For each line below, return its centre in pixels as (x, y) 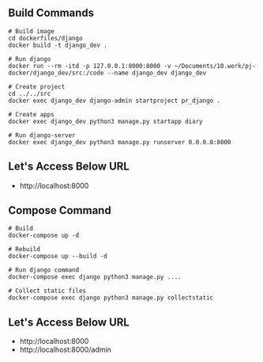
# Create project (37, 86)
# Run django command (44, 270)
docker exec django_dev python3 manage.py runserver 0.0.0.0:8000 (120, 142)
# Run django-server (42, 135)
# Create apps (32, 114)
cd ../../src (30, 93)
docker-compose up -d (44, 236)
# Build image (32, 31)
